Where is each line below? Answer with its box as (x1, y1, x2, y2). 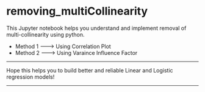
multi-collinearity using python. (6, 30, 85, 38)
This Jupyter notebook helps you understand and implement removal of (6, 24, 187, 32)
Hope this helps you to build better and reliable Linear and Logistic (6, 66, 173, 74)
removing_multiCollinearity (6, 4, 148, 18)
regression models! (6, 73, 55, 80)
